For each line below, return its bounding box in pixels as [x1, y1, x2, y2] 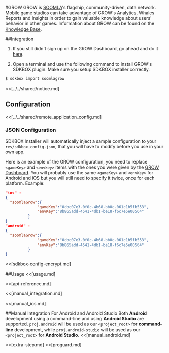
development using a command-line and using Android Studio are [5, 316, 144, 322]
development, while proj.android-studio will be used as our [14, 327, 141, 333]
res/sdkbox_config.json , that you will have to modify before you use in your [5, 143, 164, 149]
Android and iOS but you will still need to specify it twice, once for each [5, 175, 155, 181]
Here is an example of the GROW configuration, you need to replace [5, 158, 148, 165]
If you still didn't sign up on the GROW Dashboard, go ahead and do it [12, 46, 158, 51]
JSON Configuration [5, 126, 56, 133]
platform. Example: [5, 180, 45, 186]
